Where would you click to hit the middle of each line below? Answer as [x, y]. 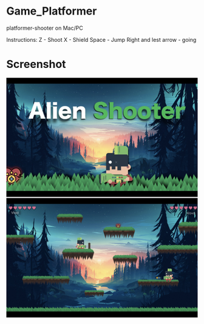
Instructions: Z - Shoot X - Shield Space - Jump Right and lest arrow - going [101, 39]
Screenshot [36, 64]
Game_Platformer [52, 11]
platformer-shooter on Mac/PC [45, 28]
